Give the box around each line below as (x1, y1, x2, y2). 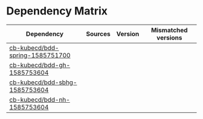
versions (156, 33, 182, 41)
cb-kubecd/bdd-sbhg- (9, 78, 77, 87)
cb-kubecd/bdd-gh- (9, 61, 71, 69)
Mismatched (150, 26, 188, 34)
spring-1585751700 (9, 51, 71, 59)
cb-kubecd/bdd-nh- (9, 95, 71, 103)
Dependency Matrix (6, 4, 108, 18)
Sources (86, 29, 111, 38)
